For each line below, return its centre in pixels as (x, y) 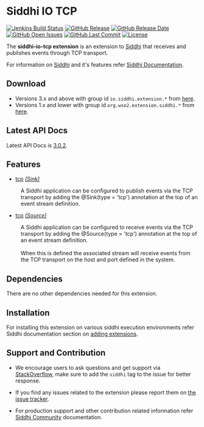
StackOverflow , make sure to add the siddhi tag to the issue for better (103, 374)
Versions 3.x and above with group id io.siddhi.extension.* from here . (105, 98)
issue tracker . (32, 399)
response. (28, 380)
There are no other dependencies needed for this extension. (82, 294)
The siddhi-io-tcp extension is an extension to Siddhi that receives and (96, 46)
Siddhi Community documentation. (58, 417)
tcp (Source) (31, 216)
